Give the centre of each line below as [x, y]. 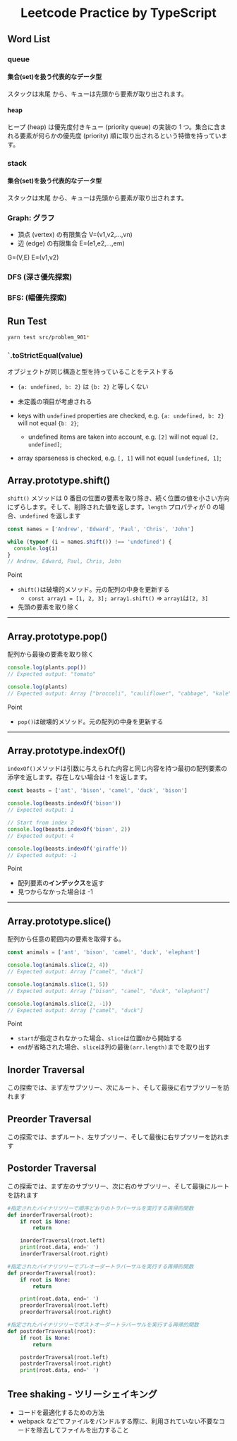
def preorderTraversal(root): [52, 1273]
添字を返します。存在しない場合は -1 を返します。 [79, 777]
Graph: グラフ [31, 218]
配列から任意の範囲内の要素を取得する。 [66, 939]
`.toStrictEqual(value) [45, 355]
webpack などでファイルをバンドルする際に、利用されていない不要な [118, 1421]
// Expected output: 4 [41, 836]
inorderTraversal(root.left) [63, 1241]
